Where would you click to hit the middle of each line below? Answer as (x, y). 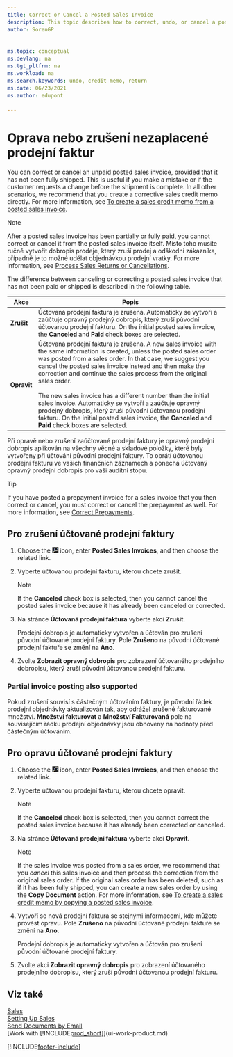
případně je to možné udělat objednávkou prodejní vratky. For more (103, 258)
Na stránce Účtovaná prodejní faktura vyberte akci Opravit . (103, 839)
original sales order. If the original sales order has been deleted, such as (120, 880)
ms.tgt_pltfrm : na (34, 66)
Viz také (25, 994)
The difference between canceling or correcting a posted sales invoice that (114, 279)
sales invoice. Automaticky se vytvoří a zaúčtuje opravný (119, 403)
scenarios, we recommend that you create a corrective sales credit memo (113, 194)
